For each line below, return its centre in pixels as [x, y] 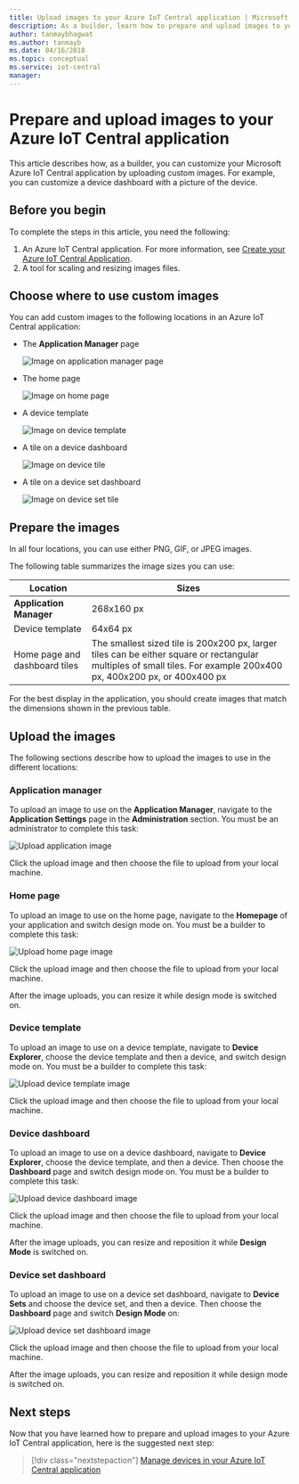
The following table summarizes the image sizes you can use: [122, 566]
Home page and [47, 654]
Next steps [40, 1412]
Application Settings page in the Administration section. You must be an [144, 819]
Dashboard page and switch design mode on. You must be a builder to [139, 1172]
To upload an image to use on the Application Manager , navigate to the [141, 810]
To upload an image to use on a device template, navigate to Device [134, 1047]
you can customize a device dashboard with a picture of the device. [133, 182]
